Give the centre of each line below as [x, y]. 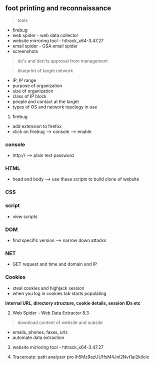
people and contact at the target [45, 101]
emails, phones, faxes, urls [40, 332]
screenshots [25, 51]
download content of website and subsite [60, 322]
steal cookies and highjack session [48, 288]
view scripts [25, 216]
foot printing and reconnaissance [58, 8]
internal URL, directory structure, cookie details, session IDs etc [73, 303]
